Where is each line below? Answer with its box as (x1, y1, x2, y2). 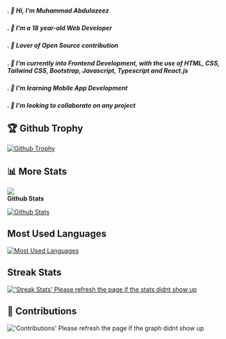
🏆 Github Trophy (7, 123, 83, 134)
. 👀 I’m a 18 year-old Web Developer (7, 24, 113, 32)
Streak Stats (7, 267, 62, 278)
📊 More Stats (7, 165, 67, 178)
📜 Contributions (7, 306, 77, 317)
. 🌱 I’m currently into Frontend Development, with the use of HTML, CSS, (7, 58, 220, 67)
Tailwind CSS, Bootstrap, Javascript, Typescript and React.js (7, 66, 188, 74)
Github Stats (7, 194, 45, 203)
